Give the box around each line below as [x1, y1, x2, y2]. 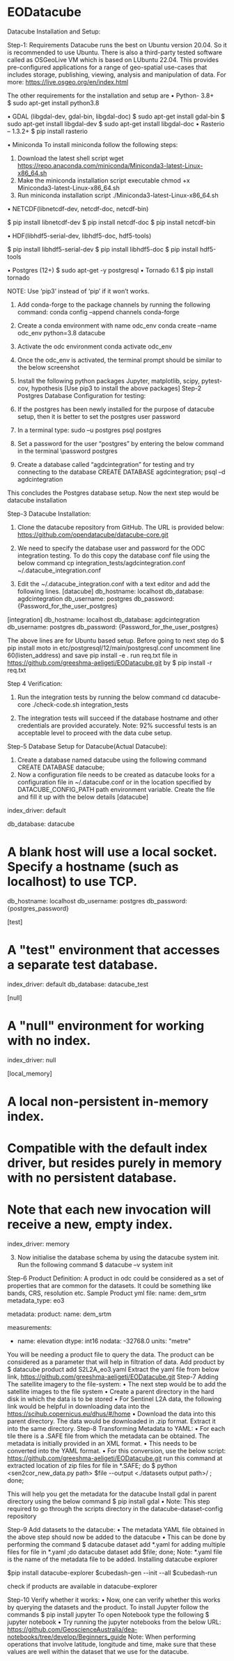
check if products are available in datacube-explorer [7, 1582, 158, 1591]
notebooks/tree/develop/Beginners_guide [7, 1632, 127, 1641]
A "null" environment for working [7, 1018, 205, 1034]
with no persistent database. [7, 1170, 178, 1186]
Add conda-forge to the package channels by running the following [17, 300, 211, 309]
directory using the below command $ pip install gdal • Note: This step [7, 1497, 210, 1506]
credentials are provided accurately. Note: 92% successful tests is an [17, 721, 217, 729]
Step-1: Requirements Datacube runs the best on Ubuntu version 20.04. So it [7, 40, 228, 49]
